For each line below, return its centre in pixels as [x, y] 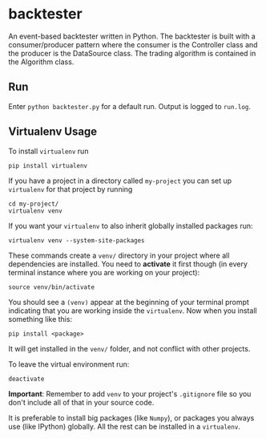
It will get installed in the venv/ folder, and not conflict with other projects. [129, 348]
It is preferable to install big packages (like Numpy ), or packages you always [131, 417]
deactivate [26, 379]
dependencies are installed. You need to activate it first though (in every [128, 264]
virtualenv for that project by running [71, 189]
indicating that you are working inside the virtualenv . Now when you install [133, 311]
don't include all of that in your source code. [81, 402]
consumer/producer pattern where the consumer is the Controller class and [133, 44]
